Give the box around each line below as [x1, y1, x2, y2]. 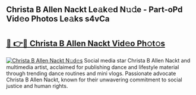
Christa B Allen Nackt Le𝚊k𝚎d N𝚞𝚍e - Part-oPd [6, 5, 183, 15]
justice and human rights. [6, 83, 68, 89]
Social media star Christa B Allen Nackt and [84, 57, 191, 64]
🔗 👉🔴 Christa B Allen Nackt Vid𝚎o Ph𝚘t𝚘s [6, 38, 165, 48]
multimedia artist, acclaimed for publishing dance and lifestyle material [6, 64, 179, 70]
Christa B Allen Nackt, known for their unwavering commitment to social [6, 76, 182, 83]
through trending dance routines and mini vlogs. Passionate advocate [6, 70, 176, 77]
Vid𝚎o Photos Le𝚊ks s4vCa [6, 14, 110, 24]
